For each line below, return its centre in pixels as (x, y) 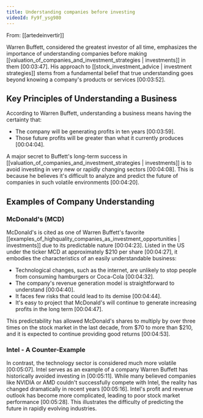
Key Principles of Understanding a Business (92, 98)
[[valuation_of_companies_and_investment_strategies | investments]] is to (99, 163)
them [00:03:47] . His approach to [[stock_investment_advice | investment (99, 66)
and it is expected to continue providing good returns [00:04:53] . (88, 334)
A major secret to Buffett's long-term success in (67, 156)
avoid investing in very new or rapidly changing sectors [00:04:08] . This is (100, 169)
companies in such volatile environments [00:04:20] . (73, 182)
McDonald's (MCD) (35, 219)
